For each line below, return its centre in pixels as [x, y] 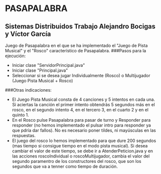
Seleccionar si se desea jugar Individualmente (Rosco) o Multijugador [81, 75]
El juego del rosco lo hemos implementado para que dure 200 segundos [84, 141]
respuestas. [24, 135]
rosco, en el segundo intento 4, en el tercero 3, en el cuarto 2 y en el [80, 110]
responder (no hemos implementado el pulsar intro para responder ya [81, 125]
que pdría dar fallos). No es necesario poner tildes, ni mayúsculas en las [84, 130]
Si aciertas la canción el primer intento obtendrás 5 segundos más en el [83, 104]
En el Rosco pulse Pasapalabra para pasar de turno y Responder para [81, 120]
